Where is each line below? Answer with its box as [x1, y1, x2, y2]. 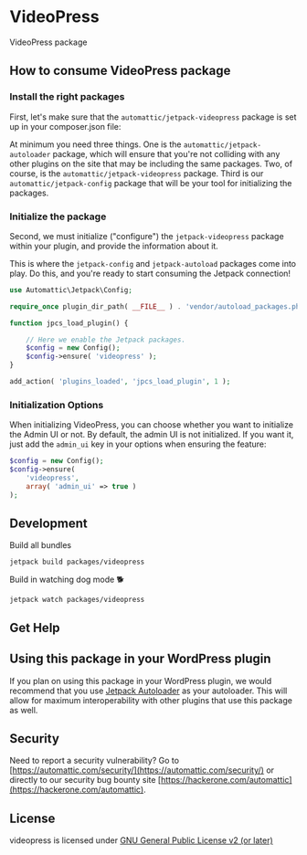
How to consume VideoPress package [9, 63, 231, 79]
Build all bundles [9, 540, 71, 551]
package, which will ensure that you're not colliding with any [52, 148, 281, 159]
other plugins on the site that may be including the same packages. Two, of [9, 158, 293, 169]
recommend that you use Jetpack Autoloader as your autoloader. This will [9, 685, 288, 696]
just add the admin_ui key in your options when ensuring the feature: [9, 438, 267, 449]
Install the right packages [9, 90, 125, 103]
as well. [9, 704, 38, 715]
